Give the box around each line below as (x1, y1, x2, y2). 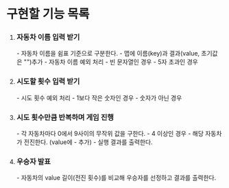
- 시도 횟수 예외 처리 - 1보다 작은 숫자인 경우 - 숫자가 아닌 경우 (16, 93, 182, 102)
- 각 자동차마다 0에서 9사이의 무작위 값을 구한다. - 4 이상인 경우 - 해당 (16, 130, 204, 138)
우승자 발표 (16, 157, 51, 166)
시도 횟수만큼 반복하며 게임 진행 (16, 113, 114, 122)
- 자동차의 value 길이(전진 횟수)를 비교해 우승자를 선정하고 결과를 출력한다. (16, 174, 217, 182)
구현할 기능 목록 (6, 6, 90, 22)
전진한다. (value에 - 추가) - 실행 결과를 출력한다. (23, 138, 153, 146)
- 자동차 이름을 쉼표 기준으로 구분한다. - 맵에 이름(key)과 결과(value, (16, 49, 200, 58)
